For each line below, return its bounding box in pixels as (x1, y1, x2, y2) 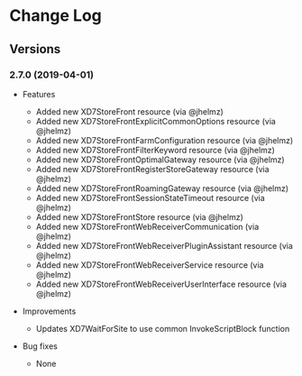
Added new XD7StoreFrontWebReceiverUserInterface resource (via (35, 279, 287, 289)
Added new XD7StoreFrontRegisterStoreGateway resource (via (35, 163, 270, 174)
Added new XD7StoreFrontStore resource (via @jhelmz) (35, 211, 243, 222)
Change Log (9, 5, 102, 26)
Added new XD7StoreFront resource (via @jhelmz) (35, 105, 224, 117)
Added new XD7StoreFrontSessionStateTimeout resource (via (35, 192, 266, 203)
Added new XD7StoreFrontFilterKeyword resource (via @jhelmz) (35, 144, 275, 155)
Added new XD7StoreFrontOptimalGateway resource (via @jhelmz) (35, 154, 286, 165)
